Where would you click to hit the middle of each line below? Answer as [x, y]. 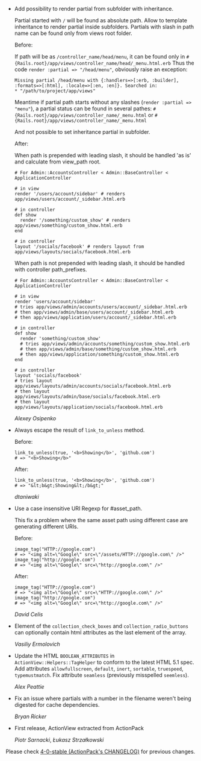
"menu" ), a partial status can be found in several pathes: [83, 109]
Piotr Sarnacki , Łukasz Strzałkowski [59, 740]
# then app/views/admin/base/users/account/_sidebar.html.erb [94, 312]
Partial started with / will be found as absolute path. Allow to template [101, 20]
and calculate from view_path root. [57, 162]
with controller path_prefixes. [51, 270]
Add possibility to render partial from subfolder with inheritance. [94, 9]
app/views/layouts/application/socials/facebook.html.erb [88, 407]
